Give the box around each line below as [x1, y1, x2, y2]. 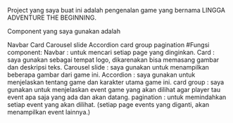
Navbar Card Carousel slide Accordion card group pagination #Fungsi [7, 41, 210, 48]
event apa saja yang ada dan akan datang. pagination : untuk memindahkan [7, 93, 227, 101]
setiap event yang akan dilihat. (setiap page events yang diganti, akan [7, 101, 210, 108]
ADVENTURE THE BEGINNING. [7, 13, 97, 22]
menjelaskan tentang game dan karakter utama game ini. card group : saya [7, 78, 225, 86]
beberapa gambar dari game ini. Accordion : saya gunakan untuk [7, 70, 196, 79]
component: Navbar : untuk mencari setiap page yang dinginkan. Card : [7, 48, 215, 56]
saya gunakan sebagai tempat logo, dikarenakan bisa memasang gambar [7, 56, 220, 64]
